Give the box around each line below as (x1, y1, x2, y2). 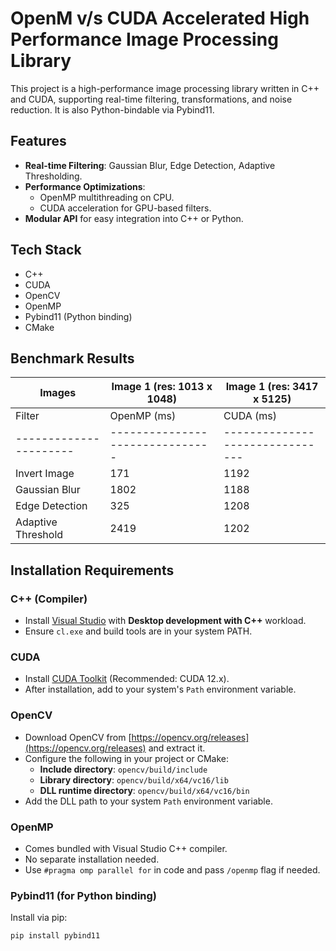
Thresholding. (24, 170, 83, 182)
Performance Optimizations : (24, 180, 146, 192)
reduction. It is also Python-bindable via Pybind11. (10, 103, 215, 116)
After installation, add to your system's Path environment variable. (24, 683, 297, 696)
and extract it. (148, 742, 206, 754)
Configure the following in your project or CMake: (24, 752, 230, 764)
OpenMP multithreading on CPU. (39, 191, 175, 203)
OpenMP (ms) (109, 409, 177, 423)
